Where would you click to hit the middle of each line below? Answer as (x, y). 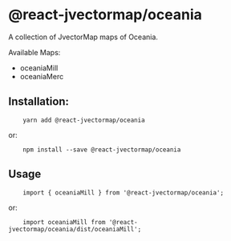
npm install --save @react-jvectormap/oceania (102, 150)
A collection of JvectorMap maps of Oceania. (83, 37)
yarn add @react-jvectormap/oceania (84, 120)
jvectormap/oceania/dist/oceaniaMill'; (75, 229)
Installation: (39, 102)
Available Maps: (34, 52)
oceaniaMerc (42, 76)
